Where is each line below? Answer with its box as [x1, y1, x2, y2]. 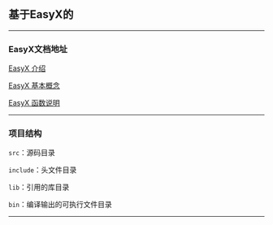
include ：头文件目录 [8, 165, 77, 175]
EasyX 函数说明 [8, 98, 61, 108]
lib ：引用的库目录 [8, 182, 70, 193]
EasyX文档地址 [8, 43, 67, 54]
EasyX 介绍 [8, 63, 46, 73]
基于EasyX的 [8, 7, 74, 22]
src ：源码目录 [8, 148, 55, 158]
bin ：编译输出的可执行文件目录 [8, 200, 112, 210]
